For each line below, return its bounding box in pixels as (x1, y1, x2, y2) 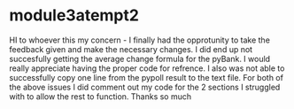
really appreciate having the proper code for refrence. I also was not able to (9, 63, 285, 74)
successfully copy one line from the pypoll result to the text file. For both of (9, 72, 283, 82)
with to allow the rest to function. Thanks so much (9, 90, 192, 102)
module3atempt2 (9, 5, 140, 26)
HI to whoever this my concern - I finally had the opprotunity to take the (9, 35, 270, 45)
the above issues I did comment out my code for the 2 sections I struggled (9, 82, 281, 92)
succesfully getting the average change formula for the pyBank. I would (9, 53, 271, 64)
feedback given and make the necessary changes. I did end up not (9, 43, 253, 54)
